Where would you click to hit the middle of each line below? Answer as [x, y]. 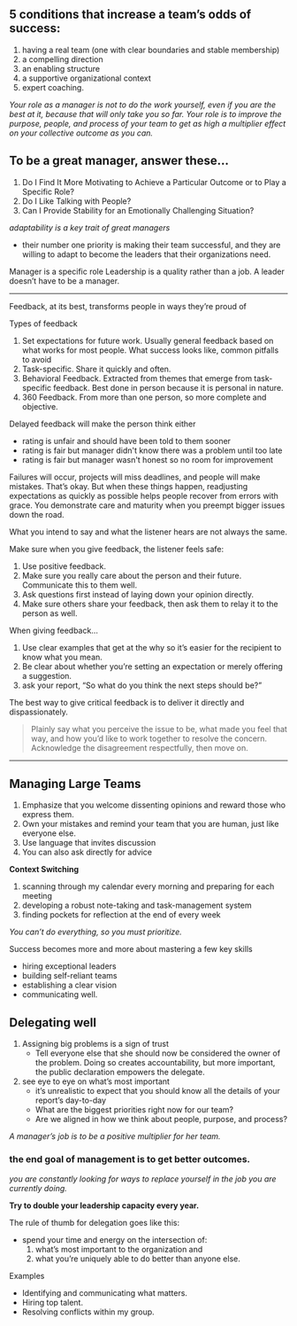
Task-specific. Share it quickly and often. [96, 369]
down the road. [37, 514]
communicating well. [60, 994]
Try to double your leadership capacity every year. [104, 1205]
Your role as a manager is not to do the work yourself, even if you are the [143, 105]
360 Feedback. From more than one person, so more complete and [144, 397]
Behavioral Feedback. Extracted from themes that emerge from [137, 378]
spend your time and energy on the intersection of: [114, 1239]
